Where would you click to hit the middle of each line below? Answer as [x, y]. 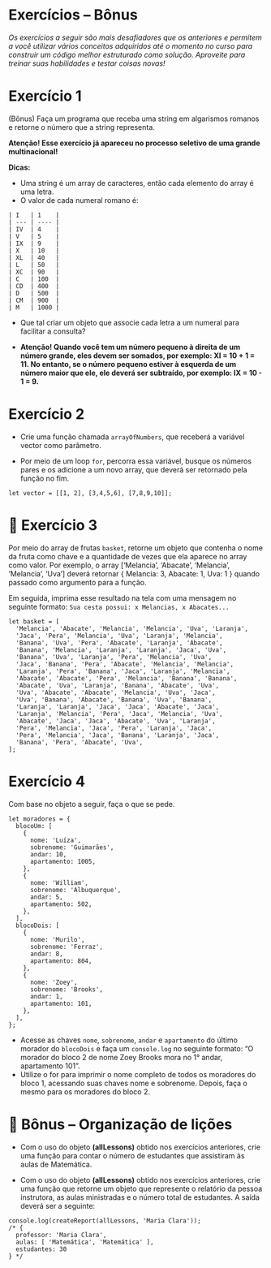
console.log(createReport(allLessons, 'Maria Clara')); [105, 1221]
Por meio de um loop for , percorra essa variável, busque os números [136, 461]
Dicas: [19, 167]
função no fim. [45, 478]
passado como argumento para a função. [77, 582]
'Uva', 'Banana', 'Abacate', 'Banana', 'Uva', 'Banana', [114, 700]
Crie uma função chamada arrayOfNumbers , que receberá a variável [132, 437]
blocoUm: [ [34, 826]
